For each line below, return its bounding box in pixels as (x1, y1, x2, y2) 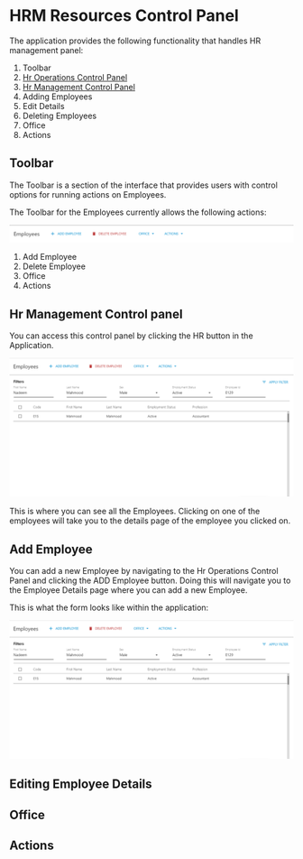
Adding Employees (22, 91, 93, 102)
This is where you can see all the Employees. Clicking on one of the (9, 506, 261, 517)
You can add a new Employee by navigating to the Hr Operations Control (9, 565, 279, 576)
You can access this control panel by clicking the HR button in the (9, 330, 254, 341)
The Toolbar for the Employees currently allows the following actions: (9, 207, 267, 217)
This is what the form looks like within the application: (9, 602, 209, 613)
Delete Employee (22, 261, 86, 272)
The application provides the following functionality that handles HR (9, 35, 262, 46)
